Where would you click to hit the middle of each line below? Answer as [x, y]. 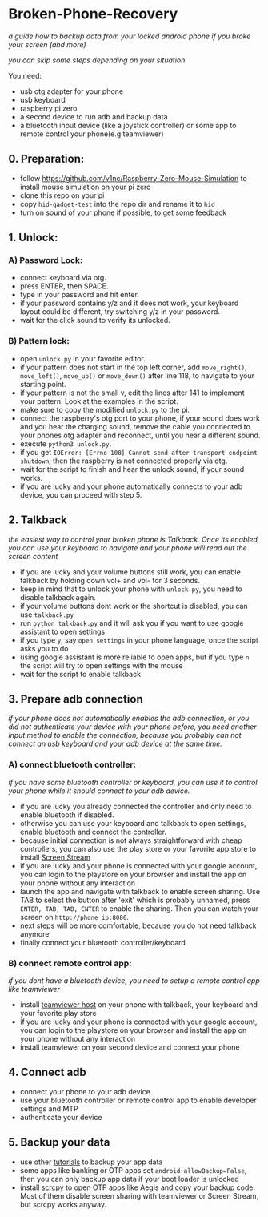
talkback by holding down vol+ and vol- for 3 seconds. [110, 580]
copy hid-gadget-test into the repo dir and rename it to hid [117, 204]
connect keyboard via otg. [63, 278]
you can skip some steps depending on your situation [97, 60]
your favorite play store [58, 1013]
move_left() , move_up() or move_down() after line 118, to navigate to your [137, 375]
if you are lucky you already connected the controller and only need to [136, 806]
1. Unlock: [33, 238]
